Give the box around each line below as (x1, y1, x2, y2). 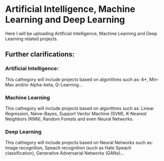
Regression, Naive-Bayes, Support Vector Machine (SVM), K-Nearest (5, 110, 147, 116)
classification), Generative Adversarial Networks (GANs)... (5, 150, 125, 156)
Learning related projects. (5, 36, 58, 42)
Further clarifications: (5, 50, 75, 59)
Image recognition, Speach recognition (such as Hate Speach (5, 145, 132, 151)
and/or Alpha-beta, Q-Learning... (15, 81, 83, 87)
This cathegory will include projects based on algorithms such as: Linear (5, 105, 155, 111)
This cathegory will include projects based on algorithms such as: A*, (5, 76, 149, 82)
